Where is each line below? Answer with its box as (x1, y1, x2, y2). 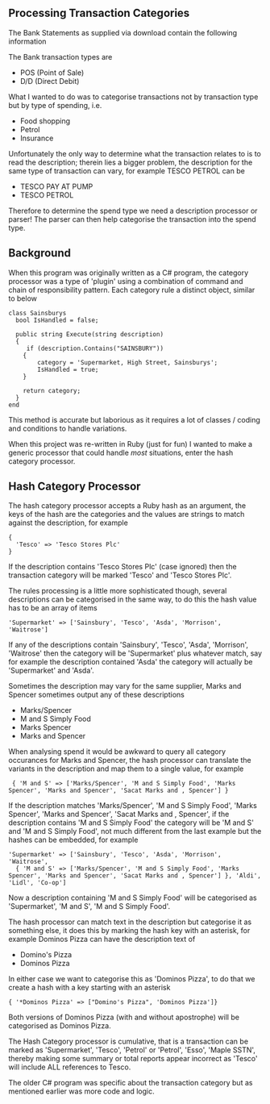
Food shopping (19, 116, 71, 126)
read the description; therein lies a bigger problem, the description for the (8, 157, 253, 167)
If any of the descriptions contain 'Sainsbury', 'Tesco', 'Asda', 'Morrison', (8, 640, 248, 650)
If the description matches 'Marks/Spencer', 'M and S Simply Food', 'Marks (8, 801, 258, 810)
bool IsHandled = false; (15, 316, 99, 324)
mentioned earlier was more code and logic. (8, 1086, 155, 1096)
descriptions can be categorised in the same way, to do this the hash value (8, 594, 257, 604)
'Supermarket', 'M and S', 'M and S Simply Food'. (8, 902, 171, 911)
